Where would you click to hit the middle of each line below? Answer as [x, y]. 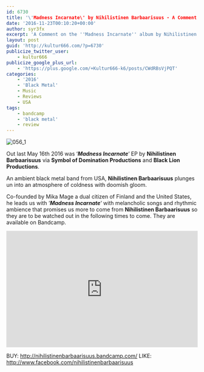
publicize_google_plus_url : [42, 63]
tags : [13, 108]
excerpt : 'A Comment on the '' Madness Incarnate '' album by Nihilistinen [102, 35]
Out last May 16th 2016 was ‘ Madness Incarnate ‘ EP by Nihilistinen [91, 154]
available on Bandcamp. [36, 223]
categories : [21, 74]
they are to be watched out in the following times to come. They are [91, 216]
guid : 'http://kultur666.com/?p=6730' [55, 46]
